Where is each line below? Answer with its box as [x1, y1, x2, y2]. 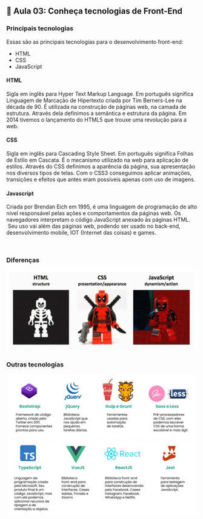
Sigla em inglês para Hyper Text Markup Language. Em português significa [6, 90, 194, 97]
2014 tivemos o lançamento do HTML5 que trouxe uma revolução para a [6, 116, 187, 123]
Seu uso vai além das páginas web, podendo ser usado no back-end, [7, 222, 181, 230]
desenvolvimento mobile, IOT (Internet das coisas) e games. [6, 229, 156, 236]
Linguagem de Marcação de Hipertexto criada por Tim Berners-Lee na [6, 97, 182, 104]
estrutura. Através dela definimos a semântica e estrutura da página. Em [6, 109, 187, 117]
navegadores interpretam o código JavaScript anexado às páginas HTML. [6, 216, 191, 224]
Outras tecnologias [6, 360, 64, 369]
